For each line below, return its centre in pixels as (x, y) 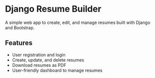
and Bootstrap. (20, 27)
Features (19, 43)
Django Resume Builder (53, 9)
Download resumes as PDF (39, 65)
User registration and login (39, 55)
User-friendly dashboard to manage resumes (57, 70)
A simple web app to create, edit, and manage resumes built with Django (78, 22)
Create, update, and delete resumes (48, 60)
